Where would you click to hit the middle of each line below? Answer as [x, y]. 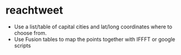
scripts [22, 46]
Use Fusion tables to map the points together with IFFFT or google [94, 39]
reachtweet [34, 10]
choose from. [30, 33]
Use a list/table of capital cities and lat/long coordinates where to [93, 27]
